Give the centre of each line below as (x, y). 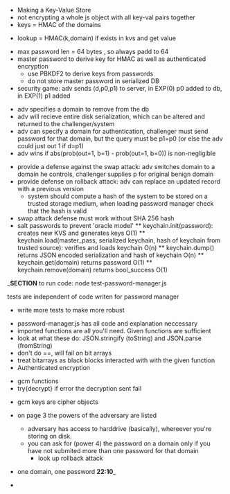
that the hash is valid (57, 211)
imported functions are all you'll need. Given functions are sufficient (114, 331)
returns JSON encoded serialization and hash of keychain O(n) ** (110, 255)
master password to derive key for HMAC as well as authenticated (112, 59)
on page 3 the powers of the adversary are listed (87, 415)
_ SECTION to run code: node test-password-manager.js (87, 283)
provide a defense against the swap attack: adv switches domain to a (116, 167)
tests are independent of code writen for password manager (93, 297)
